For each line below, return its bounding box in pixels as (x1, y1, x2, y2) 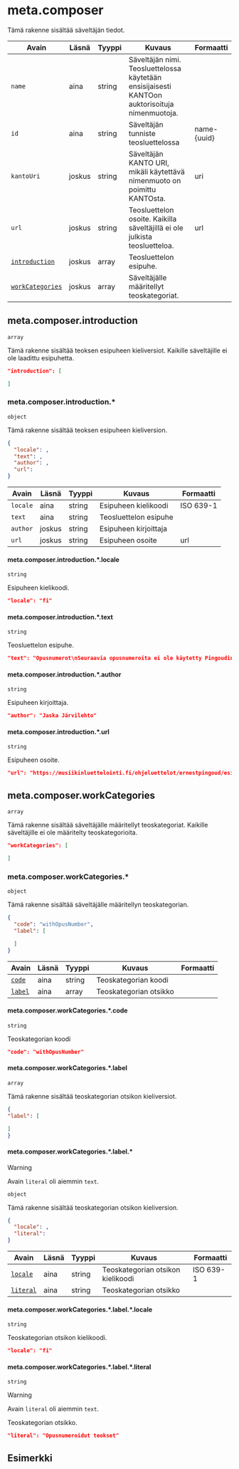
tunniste (128, 128, 156, 138)
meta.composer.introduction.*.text (7, 612, 114, 621)
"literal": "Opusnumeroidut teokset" (7, 1432, 119, 1440)
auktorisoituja (128, 99, 174, 109)
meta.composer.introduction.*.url (7, 727, 110, 736)
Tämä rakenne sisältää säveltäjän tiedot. (7, 26, 125, 34)
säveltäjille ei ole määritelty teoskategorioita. (7, 828, 138, 837)
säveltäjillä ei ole (128, 223, 184, 233)
